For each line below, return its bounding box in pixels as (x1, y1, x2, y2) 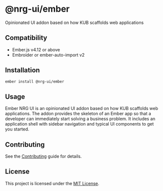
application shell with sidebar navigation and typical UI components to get (5, 121, 154, 127)
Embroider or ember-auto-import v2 (12, 52, 85, 58)
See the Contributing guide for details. (5, 153, 82, 159)
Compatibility (5, 34, 47, 42)
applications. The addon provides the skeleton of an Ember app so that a (5, 111, 151, 117)
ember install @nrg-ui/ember (5, 79, 64, 84)
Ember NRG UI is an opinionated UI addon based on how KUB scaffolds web (5, 106, 159, 111)
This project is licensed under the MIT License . (5, 180, 100, 186)
